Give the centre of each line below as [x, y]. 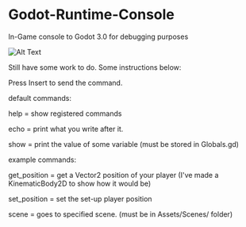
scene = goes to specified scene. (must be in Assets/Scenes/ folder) [120, 214]
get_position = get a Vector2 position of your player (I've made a [113, 175]
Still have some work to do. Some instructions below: [95, 67]
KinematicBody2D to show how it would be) [80, 183]
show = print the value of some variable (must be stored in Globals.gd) [124, 144]
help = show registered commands [65, 113]
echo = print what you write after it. [66, 129]
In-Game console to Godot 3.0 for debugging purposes [98, 37]
